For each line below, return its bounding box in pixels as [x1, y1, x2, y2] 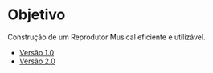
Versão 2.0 [18, 56, 55, 66]
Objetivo [7, 6, 66, 24]
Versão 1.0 [18, 47, 54, 57]
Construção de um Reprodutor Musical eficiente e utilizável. [7, 32, 206, 42]
